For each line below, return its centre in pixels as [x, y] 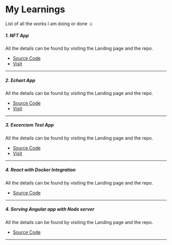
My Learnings [35, 9]
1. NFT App [17, 35]
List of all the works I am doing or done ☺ [49, 24]
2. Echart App [20, 80]
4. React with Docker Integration [40, 170]
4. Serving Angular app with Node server [50, 209]
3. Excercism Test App [30, 125]
